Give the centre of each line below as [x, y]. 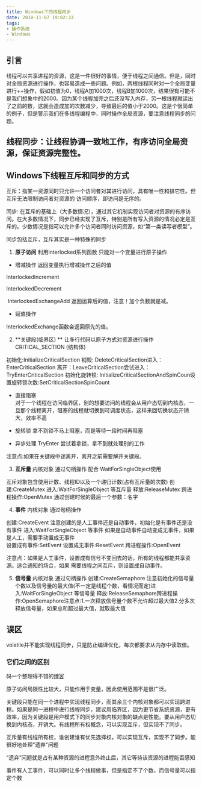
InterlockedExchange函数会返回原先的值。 [59, 327]
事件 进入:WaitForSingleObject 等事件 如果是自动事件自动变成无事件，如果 [103, 530]
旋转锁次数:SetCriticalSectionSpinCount [60, 383]
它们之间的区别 [28, 662]
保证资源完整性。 [54, 153]
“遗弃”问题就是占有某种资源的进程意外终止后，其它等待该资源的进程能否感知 [101, 757]
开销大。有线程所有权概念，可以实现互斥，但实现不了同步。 [111, 724]
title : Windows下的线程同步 [38, 12]
